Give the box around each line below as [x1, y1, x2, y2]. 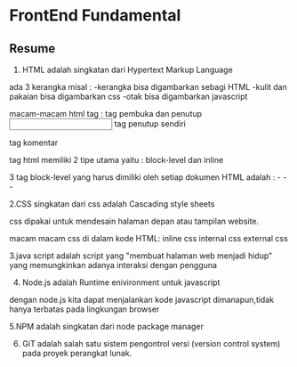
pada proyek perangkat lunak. [21, 348, 132, 358]
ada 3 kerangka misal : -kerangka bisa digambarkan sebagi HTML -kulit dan [9, 82, 287, 92]
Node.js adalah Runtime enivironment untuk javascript [21, 277, 221, 288]
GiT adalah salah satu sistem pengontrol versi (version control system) [21, 338, 281, 348]
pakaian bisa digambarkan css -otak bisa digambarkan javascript [9, 91, 248, 102]
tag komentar [9, 137, 59, 148]
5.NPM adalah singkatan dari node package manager [9, 322, 205, 331]
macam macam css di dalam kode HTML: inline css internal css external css [9, 233, 289, 243]
